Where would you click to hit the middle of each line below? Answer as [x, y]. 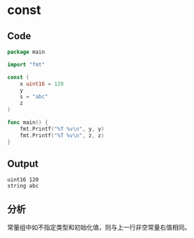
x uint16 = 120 [42, 84]
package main [26, 52]
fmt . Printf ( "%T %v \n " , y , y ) [62, 129]
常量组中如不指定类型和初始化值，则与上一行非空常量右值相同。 [99, 227]
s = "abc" [34, 97]
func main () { [28, 122]
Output [23, 163]
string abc [23, 186]
